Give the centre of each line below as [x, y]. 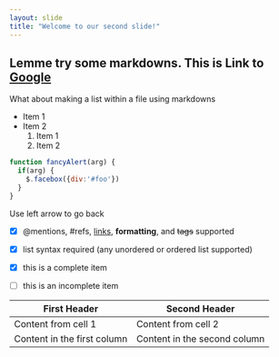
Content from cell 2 [178, 323]
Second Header [200, 308]
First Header [70, 308]
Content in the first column [71, 339]
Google [30, 77]
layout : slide [36, 18]
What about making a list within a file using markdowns [113, 99]
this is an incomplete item [70, 285]
